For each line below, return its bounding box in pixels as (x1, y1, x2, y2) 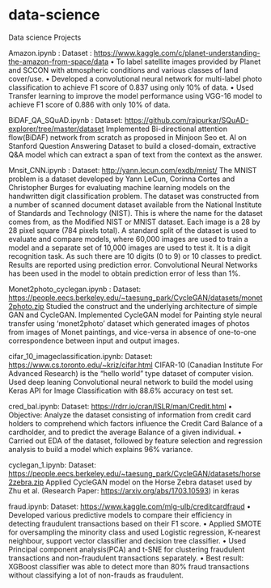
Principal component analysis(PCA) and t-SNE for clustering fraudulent (8, 544, 245, 554)
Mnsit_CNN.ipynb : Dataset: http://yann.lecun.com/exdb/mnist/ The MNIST (8, 165, 257, 175)
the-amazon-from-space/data (8, 57, 109, 66)
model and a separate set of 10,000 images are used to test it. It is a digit (8, 243, 251, 252)
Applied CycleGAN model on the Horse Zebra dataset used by (45, 477, 252, 487)
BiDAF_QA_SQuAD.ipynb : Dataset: (8, 115, 123, 125)
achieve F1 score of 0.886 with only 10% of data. (8, 99, 171, 109)
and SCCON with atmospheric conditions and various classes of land (8, 65, 239, 74)
